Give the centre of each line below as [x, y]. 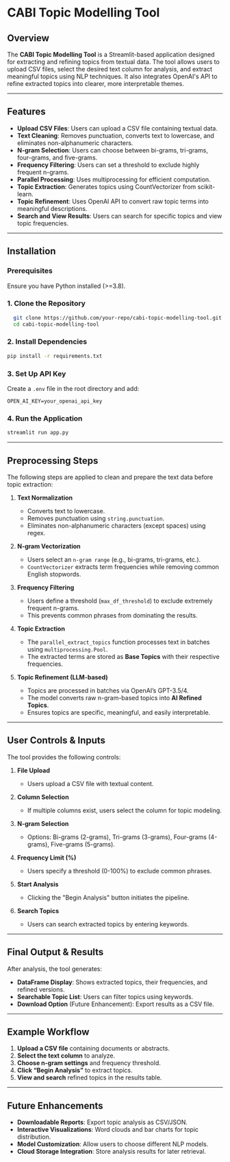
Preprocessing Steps [53, 461]
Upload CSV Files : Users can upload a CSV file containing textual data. [117, 128]
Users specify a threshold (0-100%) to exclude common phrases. [119, 871]
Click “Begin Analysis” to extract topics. [75, 1071]
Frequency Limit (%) [47, 858]
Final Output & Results [55, 952]
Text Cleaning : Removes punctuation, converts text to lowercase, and [115, 135]
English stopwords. [54, 574]
